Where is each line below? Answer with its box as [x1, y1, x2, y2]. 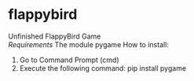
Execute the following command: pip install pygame [19, 63, 187, 72]
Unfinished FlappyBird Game [8, 31, 101, 41]
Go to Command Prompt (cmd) [19, 55, 119, 64]
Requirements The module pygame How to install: [8, 39, 169, 49]
